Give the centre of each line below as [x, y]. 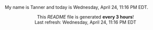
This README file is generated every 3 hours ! [85, 17]
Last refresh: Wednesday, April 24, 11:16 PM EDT [85, 22]
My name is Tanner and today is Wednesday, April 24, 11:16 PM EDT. [77, 7]
